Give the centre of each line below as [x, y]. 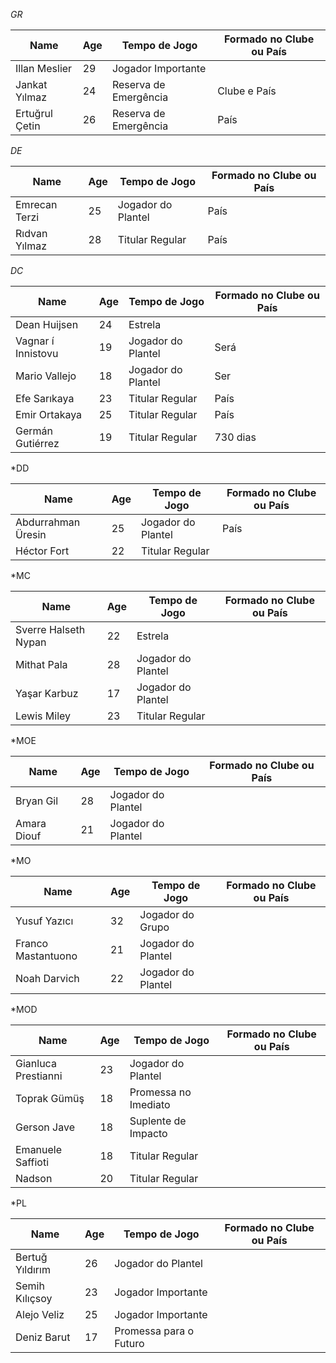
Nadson [34, 1178]
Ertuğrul [34, 113]
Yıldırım [33, 1269]
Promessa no [160, 1092]
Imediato [150, 1104]
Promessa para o [154, 1331]
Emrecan [36, 204]
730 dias [235, 437]
